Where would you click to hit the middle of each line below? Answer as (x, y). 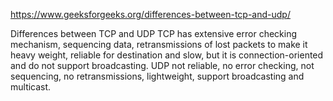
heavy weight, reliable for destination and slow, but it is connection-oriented (167, 55)
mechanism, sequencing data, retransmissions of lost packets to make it (159, 44)
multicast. (31, 87)
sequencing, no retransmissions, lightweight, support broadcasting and (157, 76)
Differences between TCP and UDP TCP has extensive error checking (154, 33)
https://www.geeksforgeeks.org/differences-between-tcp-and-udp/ (150, 14)
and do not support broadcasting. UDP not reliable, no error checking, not (162, 65)
